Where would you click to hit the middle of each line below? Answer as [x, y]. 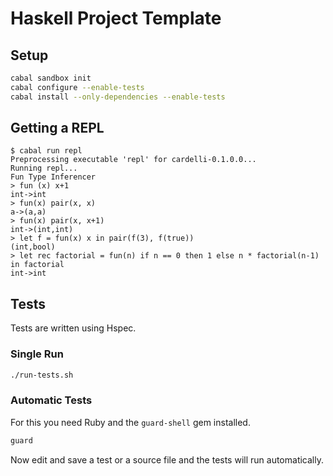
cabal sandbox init [51, 78]
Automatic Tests [51, 400]
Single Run [37, 354]
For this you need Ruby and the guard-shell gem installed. [130, 422]
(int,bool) [33, 247]
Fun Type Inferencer [53, 177]
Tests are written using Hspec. [73, 328]
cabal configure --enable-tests [77, 87]
